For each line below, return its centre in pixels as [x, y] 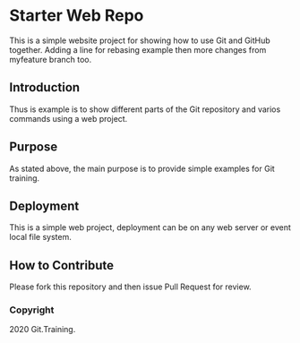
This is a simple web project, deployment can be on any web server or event [150, 227]
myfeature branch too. [51, 59]
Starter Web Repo [77, 16]
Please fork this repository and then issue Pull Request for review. [131, 287]
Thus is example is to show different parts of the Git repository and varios [145, 109]
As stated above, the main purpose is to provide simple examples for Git [142, 168]
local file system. [40, 237]
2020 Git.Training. [43, 330]
